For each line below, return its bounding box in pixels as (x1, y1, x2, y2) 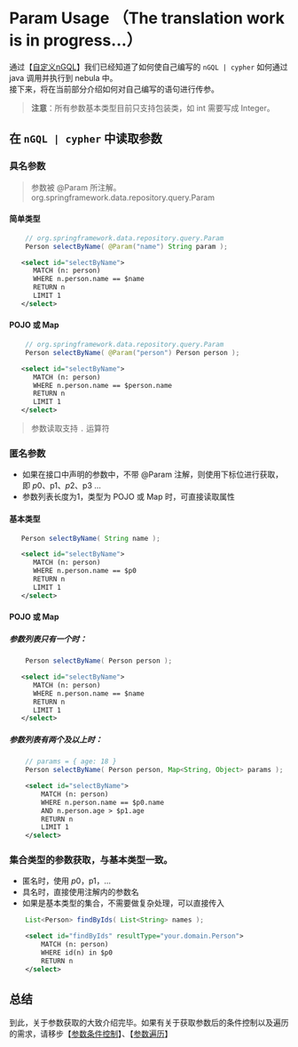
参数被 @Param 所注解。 (30, 181, 122, 192)
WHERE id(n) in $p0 (41, 948, 114, 957)
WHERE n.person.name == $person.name (32, 381, 173, 390)
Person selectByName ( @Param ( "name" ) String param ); (25, 242, 228, 251)
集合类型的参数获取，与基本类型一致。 (9, 854, 173, 866)
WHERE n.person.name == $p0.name (41, 798, 165, 807)
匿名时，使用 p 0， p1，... (21, 875, 112, 886)
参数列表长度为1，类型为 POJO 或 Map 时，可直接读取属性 (21, 491, 235, 503)
